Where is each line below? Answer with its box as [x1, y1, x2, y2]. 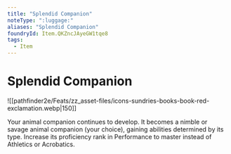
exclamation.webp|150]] [7, 103, 77, 113]
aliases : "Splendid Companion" [7, 23, 99, 30]
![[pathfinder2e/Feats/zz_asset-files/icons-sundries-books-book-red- [7, 96, 210, 105]
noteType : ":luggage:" [7, 17, 74, 24]
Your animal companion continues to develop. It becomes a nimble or [7, 117, 208, 126]
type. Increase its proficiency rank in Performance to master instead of [7, 132, 212, 141]
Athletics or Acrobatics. [7, 140, 75, 148]
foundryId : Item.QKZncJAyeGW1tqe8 [7, 30, 109, 37]
